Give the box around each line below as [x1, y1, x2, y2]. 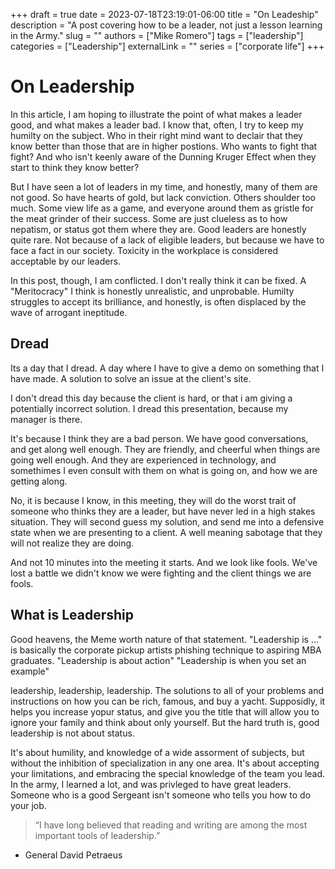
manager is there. [10, 413, 83, 425]
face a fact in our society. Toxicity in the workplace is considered [10, 244, 278, 256]
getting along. [10, 475, 68, 487]
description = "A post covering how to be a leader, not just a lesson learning [10, 19, 323, 31]
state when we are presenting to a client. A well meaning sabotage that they [10, 526, 323, 538]
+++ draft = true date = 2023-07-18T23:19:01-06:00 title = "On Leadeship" [10, 9, 319, 20]
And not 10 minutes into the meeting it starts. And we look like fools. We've [10, 556, 318, 568]
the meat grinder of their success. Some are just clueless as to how [10, 212, 288, 224]
